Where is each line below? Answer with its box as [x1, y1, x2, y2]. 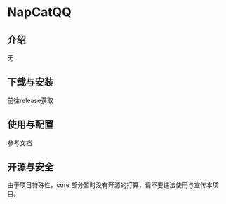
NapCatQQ [7, 4, 72, 20]
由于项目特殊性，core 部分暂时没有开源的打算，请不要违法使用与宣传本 [7, 181, 213, 189]
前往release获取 [7, 96, 54, 104]
